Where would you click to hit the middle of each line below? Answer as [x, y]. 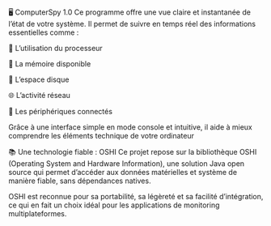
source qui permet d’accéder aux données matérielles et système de [123, 172]
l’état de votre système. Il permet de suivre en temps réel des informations [132, 24]
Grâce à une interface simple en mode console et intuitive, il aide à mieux [131, 127]
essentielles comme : [44, 32]
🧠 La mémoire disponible [50, 64]
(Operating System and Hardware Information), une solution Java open [127, 164]
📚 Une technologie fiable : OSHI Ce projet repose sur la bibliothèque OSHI [133, 152]
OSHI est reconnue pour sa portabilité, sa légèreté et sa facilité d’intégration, [136, 196]
